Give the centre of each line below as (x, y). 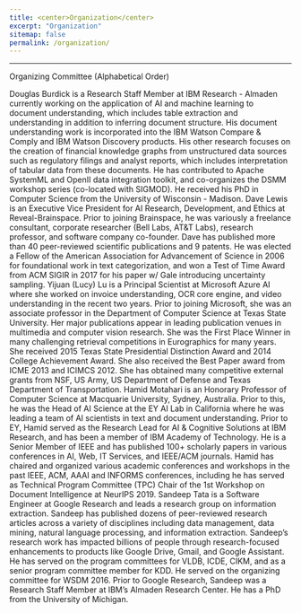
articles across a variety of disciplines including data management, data (142, 523)
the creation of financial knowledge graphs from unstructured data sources (148, 151)
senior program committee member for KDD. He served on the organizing (145, 571)
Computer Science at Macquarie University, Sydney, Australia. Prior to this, (147, 399)
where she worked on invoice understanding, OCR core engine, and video (146, 294)
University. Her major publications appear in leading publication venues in (146, 323)
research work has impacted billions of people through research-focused (144, 542)
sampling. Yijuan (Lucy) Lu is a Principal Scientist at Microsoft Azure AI (140, 285)
